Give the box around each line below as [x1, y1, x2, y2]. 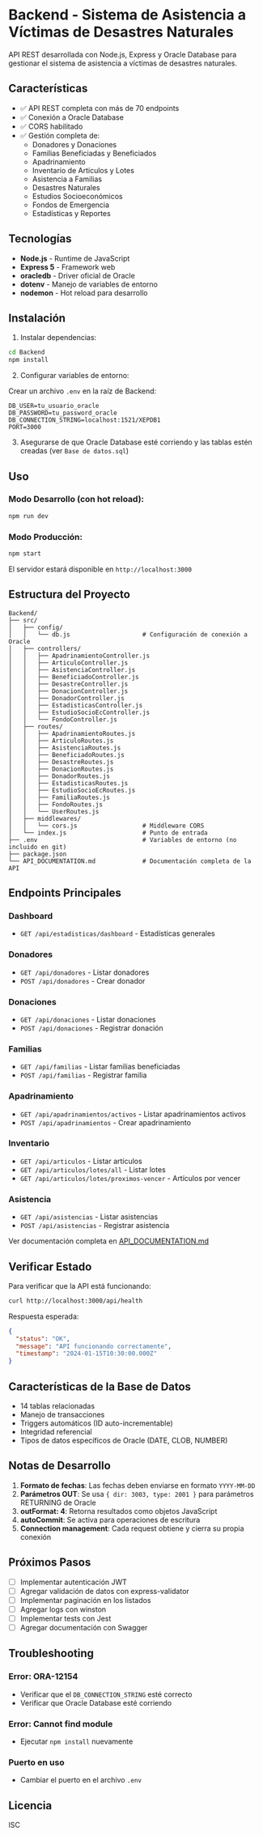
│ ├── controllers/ [8, 644, 82, 652]
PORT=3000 [8, 423, 42, 431]
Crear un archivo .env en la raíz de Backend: [8, 386, 157, 396]
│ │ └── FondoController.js [8, 715, 117, 724]
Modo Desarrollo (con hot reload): [8, 494, 144, 505]
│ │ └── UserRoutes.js [8, 807, 100, 815]
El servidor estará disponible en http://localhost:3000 [8, 564, 193, 574]
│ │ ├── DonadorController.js [8, 694, 125, 702]
